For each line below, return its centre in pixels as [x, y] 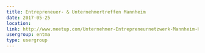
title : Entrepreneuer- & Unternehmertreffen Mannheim [76, 12]
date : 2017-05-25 [28, 18]
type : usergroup [27, 40]
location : [19, 23]
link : [13, 29]
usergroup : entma [28, 35]
